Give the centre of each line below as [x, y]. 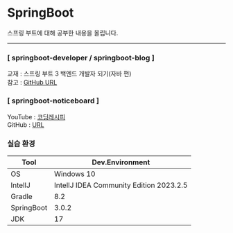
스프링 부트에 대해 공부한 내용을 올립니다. [63, 33]
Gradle [21, 196]
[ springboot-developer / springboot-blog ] [81, 58]
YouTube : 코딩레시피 [36, 116]
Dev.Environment [121, 162]
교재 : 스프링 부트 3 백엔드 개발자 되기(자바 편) [69, 74]
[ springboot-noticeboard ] [53, 101]
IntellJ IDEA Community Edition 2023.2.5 [121, 185]
